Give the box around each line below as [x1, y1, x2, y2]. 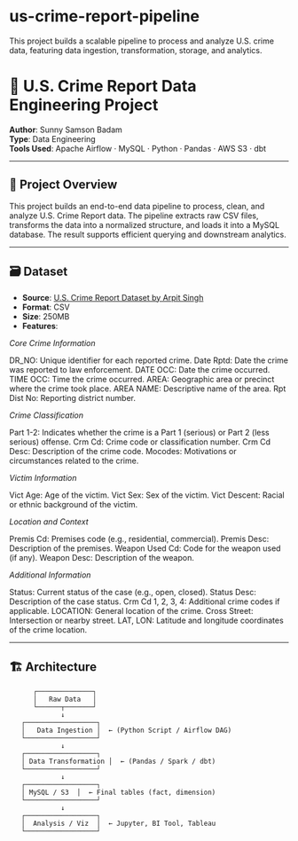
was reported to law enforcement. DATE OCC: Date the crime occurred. [9, 364, 271, 374]
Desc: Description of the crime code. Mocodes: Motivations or [9, 445, 237, 456]
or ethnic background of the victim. [9, 499, 138, 509]
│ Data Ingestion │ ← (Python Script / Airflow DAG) [20, 726, 232, 735]
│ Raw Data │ [32, 695, 98, 704]
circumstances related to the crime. [9, 455, 139, 466]
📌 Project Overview [9, 177, 118, 193]
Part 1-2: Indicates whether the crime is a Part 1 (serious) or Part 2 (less [9, 427, 270, 437]
